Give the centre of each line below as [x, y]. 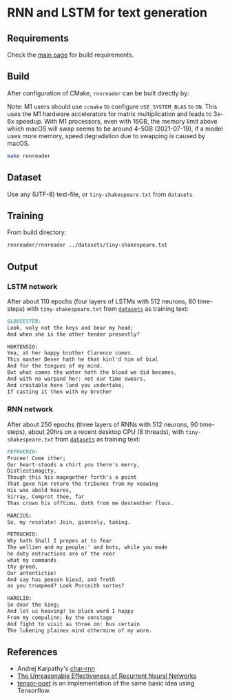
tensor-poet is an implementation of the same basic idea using [106, 683]
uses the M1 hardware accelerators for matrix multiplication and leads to [109, 114]
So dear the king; [33, 605]
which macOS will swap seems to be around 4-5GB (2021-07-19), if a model [115, 129]
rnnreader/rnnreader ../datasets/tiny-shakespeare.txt [87, 245]
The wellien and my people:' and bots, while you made [87, 547]
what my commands [32, 560]
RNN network [30, 409]
